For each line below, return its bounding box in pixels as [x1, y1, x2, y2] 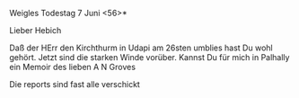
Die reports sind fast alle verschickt [9, 79, 141, 89]
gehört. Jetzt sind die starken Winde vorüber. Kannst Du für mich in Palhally [9, 52, 290, 62]
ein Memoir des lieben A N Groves [9, 62, 136, 72]
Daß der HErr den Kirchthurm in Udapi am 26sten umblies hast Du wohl [9, 42, 273, 53]
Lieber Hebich [9, 25, 62, 35]
